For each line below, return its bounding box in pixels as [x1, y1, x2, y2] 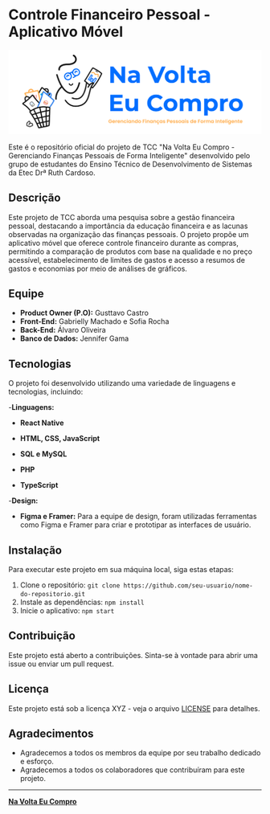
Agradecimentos [8, 727, 94, 741]
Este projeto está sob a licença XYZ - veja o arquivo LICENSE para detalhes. [8, 703, 260, 713]
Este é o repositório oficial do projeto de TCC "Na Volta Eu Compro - [8, 142, 235, 152]
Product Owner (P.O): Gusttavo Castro [19, 308, 149, 318]
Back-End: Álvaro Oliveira [19, 325, 106, 335]
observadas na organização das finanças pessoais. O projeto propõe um [8, 229, 249, 239]
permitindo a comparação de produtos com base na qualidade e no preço [8, 247, 253, 256]
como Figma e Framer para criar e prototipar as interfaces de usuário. [19, 520, 252, 530]
